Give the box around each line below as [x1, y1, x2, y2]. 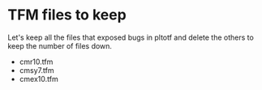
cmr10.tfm [19, 57, 54, 66]
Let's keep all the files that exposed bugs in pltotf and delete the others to [7, 32, 255, 42]
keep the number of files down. [7, 41, 113, 50]
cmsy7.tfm [19, 65, 54, 75]
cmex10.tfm [19, 74, 58, 84]
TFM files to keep [7, 6, 127, 24]
